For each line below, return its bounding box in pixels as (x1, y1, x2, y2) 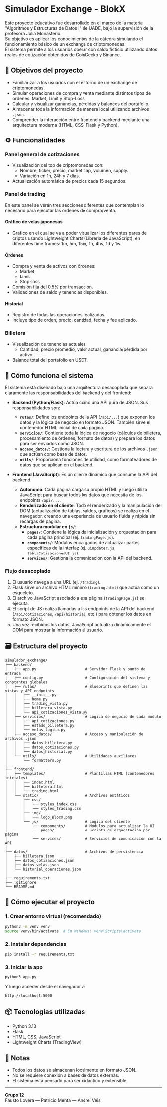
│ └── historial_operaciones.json (5, 867, 81, 872)
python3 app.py (5, 975, 37, 980)
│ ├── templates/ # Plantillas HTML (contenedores (5, 771, 155, 776)
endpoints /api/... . (19, 497, 61, 503)
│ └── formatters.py (5, 758, 61, 763)
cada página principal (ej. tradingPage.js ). (27, 534, 115, 540)
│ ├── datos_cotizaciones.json (5, 858, 75, 863)
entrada (5, 671, 21, 676)
